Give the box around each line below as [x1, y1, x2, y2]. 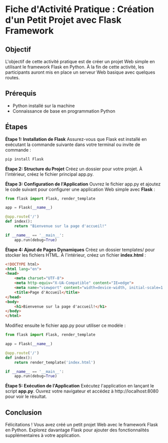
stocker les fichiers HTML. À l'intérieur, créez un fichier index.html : [5, 252, 146, 258]
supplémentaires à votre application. [5, 432, 81, 438]
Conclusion [5, 408, 42, 417]
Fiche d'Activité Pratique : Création [5, 4, 154, 15]
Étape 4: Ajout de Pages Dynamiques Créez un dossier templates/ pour [5, 247, 155, 253]
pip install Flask [5, 157, 44, 162]
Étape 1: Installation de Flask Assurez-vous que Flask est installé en [5, 136, 147, 142]
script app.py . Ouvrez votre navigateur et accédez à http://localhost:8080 [5, 388, 159, 395]
